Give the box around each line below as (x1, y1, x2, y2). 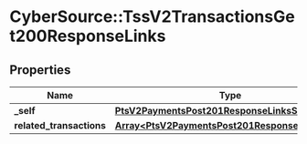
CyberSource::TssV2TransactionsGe (9, 6, 295, 27)
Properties (9, 62, 71, 77)
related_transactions (14, 119, 107, 131)
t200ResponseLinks (9, 26, 166, 46)
